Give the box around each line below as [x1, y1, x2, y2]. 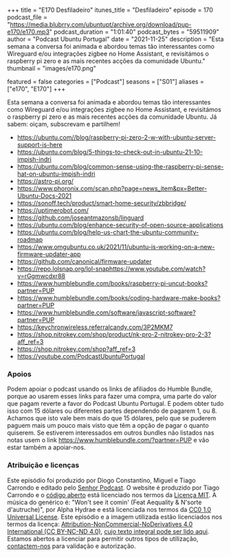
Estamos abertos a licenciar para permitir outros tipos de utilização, [7, 534, 199, 543]
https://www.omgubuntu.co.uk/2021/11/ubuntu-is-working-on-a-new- [16, 243, 215, 251]
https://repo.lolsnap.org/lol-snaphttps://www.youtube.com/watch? [16, 264, 206, 273]
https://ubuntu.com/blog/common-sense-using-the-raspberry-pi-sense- [16, 163, 224, 170]
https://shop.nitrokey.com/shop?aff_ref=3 [16, 345, 136, 353]
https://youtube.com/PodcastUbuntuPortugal [16, 352, 146, 360]
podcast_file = [7, 13, 48, 21]
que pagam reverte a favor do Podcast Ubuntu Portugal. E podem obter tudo [7, 400, 224, 408]
